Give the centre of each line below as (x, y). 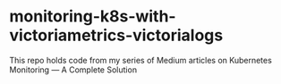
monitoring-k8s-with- (93, 17)
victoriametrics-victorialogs (116, 35)
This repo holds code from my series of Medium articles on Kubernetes (141, 60)
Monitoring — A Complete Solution (73, 70)
